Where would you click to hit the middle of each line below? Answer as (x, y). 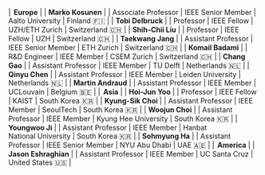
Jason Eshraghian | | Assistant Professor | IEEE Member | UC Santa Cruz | (131, 154)
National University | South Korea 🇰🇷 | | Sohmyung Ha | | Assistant (120, 136)
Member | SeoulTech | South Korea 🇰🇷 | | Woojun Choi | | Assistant (121, 110)
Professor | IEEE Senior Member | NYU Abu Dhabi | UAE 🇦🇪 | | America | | (132, 145)
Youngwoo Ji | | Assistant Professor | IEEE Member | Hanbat (108, 128)
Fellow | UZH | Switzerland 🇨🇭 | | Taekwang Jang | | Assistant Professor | (131, 39)
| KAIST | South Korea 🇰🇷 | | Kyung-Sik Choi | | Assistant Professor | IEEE (131, 101)
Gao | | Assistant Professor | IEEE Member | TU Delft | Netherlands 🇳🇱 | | (129, 65)
